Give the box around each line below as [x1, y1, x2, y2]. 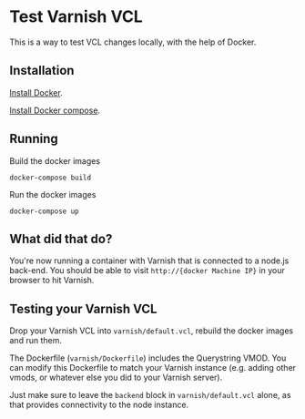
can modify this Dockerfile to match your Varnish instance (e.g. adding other [9, 363, 297, 373]
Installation [9, 63, 75, 78]
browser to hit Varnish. [9, 275, 95, 286]
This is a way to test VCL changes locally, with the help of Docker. [9, 36, 257, 47]
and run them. [9, 335, 62, 346]
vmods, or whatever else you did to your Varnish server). [9, 372, 223, 383]
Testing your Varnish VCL [9, 301, 158, 316]
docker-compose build [9, 173, 92, 182]
